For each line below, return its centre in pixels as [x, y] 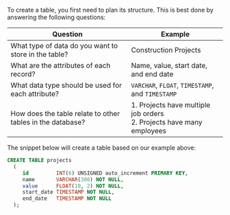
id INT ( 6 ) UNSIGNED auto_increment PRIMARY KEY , [105, 173]
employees [149, 131]
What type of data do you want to [64, 46]
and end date [152, 74]
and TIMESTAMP [154, 94]
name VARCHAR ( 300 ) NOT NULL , [73, 179]
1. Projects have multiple [171, 105]
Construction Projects [166, 50]
